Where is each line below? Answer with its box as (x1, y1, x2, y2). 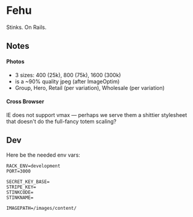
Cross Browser (6, 98, 45, 105)
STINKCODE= (6, 189, 34, 195)
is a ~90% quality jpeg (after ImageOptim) (14, 78, 120, 85)
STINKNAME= (6, 194, 34, 201)
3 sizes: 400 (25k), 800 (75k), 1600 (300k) (14, 71, 121, 78)
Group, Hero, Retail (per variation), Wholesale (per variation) (14, 84, 165, 91)
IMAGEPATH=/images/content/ (6, 205, 77, 211)
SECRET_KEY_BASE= (6, 178, 50, 184)
